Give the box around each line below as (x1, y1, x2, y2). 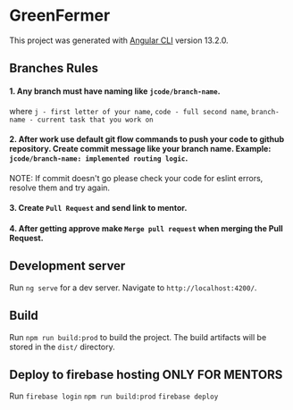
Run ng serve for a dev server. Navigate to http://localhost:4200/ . (9, 282, 257, 293)
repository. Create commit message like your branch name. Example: (9, 144, 272, 155)
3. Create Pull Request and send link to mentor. (9, 203, 188, 213)
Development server (9, 258, 126, 273)
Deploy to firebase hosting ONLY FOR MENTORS (9, 367, 283, 382)
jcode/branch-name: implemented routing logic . (9, 153, 188, 163)
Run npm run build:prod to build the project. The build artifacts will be (9, 331, 267, 342)
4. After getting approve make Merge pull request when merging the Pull (9, 222, 283, 233)
